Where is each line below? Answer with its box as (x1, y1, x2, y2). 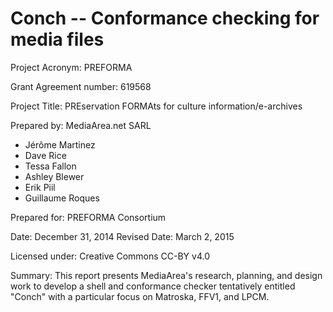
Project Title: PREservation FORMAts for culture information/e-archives (10, 100, 303, 112)
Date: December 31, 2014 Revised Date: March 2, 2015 (10, 230, 235, 242)
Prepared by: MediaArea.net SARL (10, 119, 152, 131)
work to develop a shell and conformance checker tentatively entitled (10, 280, 296, 292)
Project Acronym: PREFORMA (10, 61, 133, 73)
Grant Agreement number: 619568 (10, 80, 152, 92)
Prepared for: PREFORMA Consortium (10, 211, 167, 223)
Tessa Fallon (24, 160, 77, 172)
